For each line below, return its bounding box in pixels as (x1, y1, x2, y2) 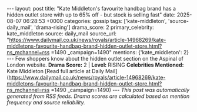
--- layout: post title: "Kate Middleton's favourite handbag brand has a (6, 5, 176, 12)
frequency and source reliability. (6, 99, 85, 106)
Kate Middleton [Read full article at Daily (6, 68, 105, 74)
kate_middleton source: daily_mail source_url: (6, 30, 117, 37)
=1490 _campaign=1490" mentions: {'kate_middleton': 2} (51, 49, 189, 55)
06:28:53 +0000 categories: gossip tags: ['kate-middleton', (23, 18, 167, 24)
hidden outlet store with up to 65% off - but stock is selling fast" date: (6, 11, 176, 18)
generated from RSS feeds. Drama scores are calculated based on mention (6, 93, 190, 100)
